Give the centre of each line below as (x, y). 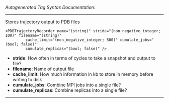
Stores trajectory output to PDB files (43, 22)
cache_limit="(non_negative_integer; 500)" (72, 40)
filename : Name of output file (43, 69)
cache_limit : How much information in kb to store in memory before (83, 74)
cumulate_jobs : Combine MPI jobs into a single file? (67, 85)
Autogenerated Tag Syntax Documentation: (50, 7)
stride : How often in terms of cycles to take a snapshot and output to (84, 58)
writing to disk (27, 80)
